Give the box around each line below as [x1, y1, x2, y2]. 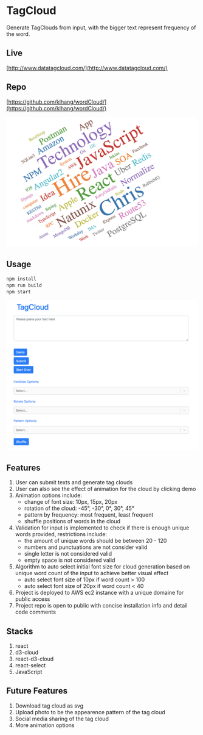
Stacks [6, 626, 33, 636]
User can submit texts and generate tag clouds [15, 479, 133, 486]
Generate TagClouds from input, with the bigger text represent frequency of [6, 24, 196, 31]
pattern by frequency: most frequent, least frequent [24, 511, 154, 518]
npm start [6, 289, 32, 295]
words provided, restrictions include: [15, 531, 108, 538]
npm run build [6, 282, 43, 289]
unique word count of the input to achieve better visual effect [15, 570, 169, 577]
